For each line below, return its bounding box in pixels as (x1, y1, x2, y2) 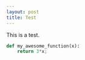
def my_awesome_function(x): (6, 43, 80, 49)
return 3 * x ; (17, 48, 47, 55)
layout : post (6, 8, 39, 15)
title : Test (6, 15, 36, 21)
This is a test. (6, 31, 40, 38)
